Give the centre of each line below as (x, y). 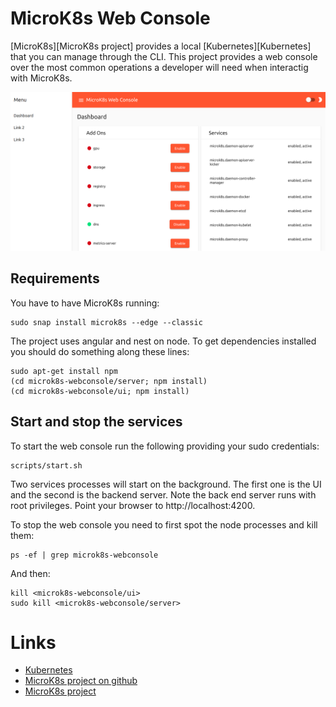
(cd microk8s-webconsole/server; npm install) (109, 381)
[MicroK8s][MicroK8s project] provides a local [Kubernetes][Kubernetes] (161, 46)
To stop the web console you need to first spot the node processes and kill (164, 524)
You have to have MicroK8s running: (85, 303)
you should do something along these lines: (100, 351)
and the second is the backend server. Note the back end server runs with (163, 494)
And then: (30, 573)
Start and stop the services (96, 422)
